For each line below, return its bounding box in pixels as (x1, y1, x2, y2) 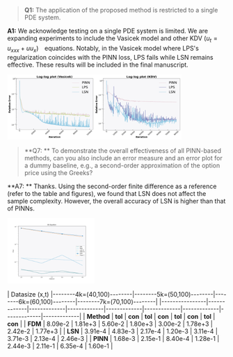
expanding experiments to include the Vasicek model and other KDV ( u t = (7, 34, 218, 44)
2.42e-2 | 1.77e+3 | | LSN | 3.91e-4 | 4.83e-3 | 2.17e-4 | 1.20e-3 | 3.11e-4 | (7, 326, 218, 335)
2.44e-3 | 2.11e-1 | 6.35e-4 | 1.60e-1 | (7, 342, 113, 350)
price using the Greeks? (24, 168, 93, 176)
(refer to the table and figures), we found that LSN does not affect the (7, 189, 207, 197)
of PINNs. (7, 204, 35, 213)
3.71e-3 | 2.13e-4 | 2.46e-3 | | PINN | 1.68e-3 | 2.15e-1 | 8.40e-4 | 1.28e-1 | (7, 334, 220, 342)
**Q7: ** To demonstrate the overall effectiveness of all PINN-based (24, 146, 221, 155)
